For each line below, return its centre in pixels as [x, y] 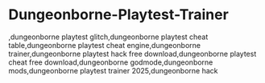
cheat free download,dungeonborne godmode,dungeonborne [111, 62]
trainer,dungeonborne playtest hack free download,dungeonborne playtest [132, 53]
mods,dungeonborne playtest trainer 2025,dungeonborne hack [114, 70]
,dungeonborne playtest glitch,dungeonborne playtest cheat [108, 37]
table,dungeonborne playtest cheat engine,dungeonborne [105, 45]
